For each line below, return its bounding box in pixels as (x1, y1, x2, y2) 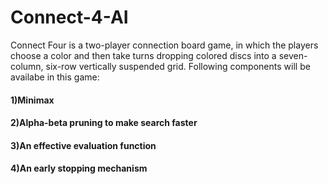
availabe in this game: (10, 71, 100, 83)
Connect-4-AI (10, 6, 129, 29)
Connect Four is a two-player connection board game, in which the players (10, 39, 319, 51)
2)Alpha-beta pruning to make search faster (10, 117, 198, 129)
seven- (278, 49, 308, 61)
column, (10, 60, 44, 72)
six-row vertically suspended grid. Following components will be (45, 60, 311, 72)
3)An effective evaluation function (10, 139, 157, 151)
